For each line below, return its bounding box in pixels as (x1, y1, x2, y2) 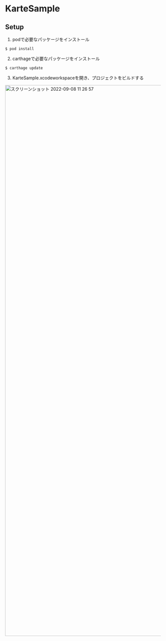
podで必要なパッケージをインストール (12, 37, 90, 42)
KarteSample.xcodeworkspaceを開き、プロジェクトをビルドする (12, 75, 144, 81)
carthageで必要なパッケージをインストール (12, 56, 100, 61)
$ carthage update (5, 65, 43, 70)
